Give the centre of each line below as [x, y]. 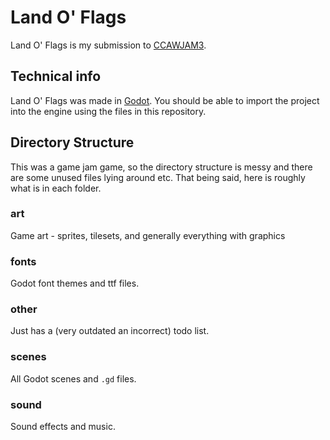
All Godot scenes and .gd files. [73, 378]
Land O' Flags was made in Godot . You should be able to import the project [165, 100]
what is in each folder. [56, 188]
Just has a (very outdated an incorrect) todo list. [110, 331]
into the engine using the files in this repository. [108, 111]
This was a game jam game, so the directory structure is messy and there [161, 167]
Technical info [56, 76]
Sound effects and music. [63, 427]
